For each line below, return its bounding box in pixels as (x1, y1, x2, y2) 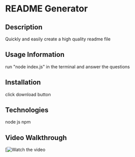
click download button (5, 91, 51, 97)
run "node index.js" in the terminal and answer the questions (5, 63, 130, 70)
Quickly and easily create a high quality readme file (5, 36, 111, 42)
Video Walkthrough (5, 133, 67, 142)
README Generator (5, 3, 88, 14)
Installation (5, 78, 41, 87)
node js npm (5, 119, 31, 125)
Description (5, 23, 42, 31)
